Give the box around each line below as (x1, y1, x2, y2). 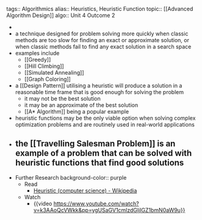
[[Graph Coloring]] (24, 76, 71, 82)
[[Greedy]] (24, 56, 51, 63)
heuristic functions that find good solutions (15, 158, 184, 168)
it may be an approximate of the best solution (24, 101, 139, 109)
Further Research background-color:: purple (15, 174, 127, 181)
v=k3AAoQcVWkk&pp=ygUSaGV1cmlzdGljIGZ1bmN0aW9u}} (33, 206, 186, 213)
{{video (33, 200, 52, 207)
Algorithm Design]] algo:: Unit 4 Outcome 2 (6, 12, 115, 19)
